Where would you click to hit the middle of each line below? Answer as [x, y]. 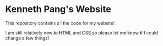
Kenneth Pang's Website [58, 9]
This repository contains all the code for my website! [60, 23]
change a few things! [27, 38]
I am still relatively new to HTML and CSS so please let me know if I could [82, 32]
